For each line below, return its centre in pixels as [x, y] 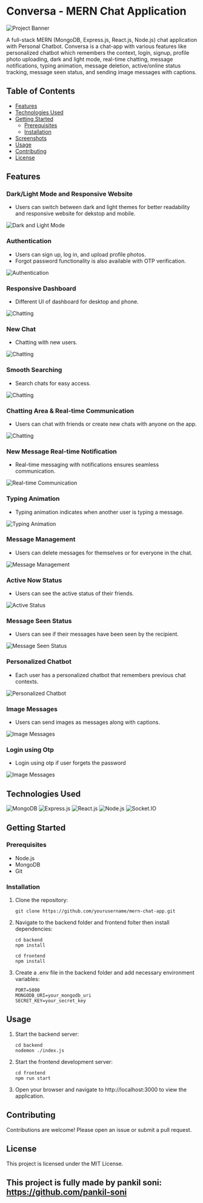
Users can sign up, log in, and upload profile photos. [81, 254]
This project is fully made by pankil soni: [84, 1183]
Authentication [29, 241]
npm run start [33, 1078]
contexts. [27, 681]
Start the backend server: [47, 1034]
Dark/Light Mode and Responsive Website [70, 194]
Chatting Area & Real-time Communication [70, 410]
